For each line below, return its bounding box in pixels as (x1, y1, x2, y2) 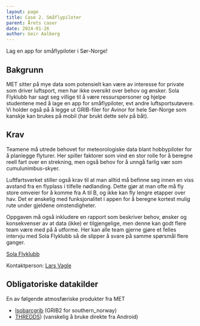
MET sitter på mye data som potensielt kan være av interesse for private (6, 80, 184, 87)
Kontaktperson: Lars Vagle (6, 261, 72, 269)
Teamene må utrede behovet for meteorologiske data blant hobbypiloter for (6, 145, 192, 153)
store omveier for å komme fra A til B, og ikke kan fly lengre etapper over (6, 189, 186, 196)
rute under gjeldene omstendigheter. (6, 202, 97, 209)
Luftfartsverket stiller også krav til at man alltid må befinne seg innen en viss (6, 176, 194, 183)
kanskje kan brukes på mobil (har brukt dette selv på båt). (6, 112, 149, 120)
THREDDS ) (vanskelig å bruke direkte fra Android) (14, 313, 139, 320)
